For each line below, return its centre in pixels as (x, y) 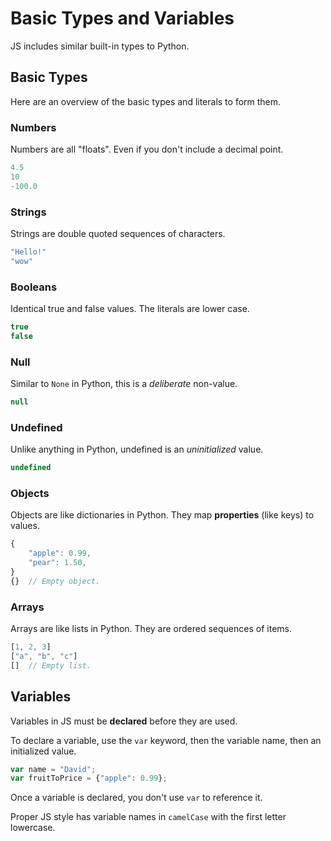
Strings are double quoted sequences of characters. (118, 233)
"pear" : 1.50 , (57, 563)
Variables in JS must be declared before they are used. (124, 721)
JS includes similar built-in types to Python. (100, 46)
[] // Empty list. (51, 665)
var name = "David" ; (53, 769)
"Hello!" (28, 252)
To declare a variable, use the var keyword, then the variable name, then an (166, 740)
